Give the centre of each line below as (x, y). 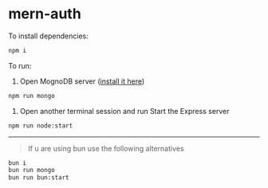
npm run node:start (41, 125)
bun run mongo (32, 170)
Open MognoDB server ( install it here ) (82, 81)
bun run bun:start (39, 178)
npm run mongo (32, 96)
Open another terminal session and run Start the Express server (124, 111)
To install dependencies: (49, 36)
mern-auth (45, 14)
